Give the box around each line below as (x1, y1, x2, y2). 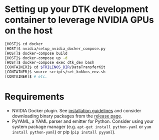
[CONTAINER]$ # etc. (4, 74, 48, 79)
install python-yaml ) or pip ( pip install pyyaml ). (11, 129, 116, 135)
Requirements (4, 91, 64, 102)
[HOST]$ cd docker (4, 41, 43, 46)
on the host (4, 25, 53, 36)
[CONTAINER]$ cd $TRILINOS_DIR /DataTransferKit (4, 65, 106, 70)
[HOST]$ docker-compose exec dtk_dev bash (4, 60, 94, 65)
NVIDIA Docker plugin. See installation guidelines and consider (11, 107, 141, 113)
